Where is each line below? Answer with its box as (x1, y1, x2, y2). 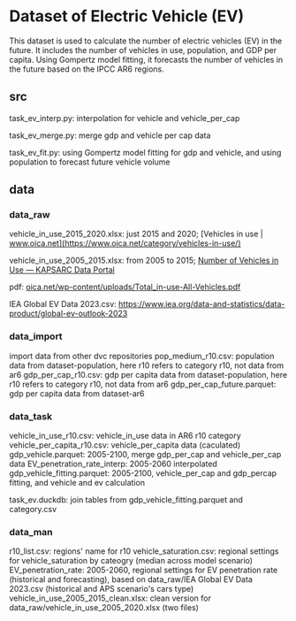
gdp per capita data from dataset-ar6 (9, 387, 145, 399)
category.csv (9, 504, 57, 515)
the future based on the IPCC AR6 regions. (9, 64, 165, 74)
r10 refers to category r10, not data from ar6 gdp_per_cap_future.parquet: (9, 379, 277, 389)
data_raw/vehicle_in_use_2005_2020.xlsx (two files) (9, 602, 199, 613)
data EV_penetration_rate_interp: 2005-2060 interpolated (9, 458, 218, 470)
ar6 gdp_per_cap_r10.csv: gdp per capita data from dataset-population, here (9, 369, 288, 379)
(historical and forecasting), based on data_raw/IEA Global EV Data (9, 574, 254, 585)
